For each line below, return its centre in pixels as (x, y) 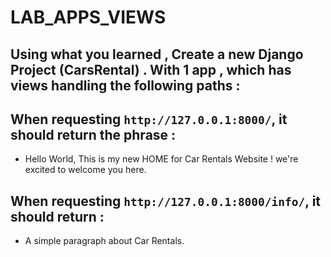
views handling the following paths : (125, 85)
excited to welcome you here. (85, 170)
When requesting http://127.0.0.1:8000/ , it (149, 119)
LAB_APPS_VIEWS (88, 17)
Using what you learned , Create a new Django (157, 54)
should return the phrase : (93, 134)
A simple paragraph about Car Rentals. (104, 241)
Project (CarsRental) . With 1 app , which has (151, 69)
